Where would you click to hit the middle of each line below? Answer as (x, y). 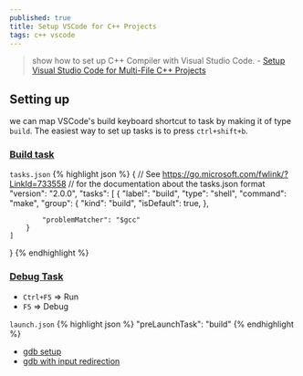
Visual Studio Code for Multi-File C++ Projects (119, 70)
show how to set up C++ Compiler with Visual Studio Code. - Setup (158, 61)
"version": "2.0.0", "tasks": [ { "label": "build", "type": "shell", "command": (148, 193)
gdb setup (42, 351)
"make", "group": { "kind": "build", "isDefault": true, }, (110, 204)
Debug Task (37, 277)
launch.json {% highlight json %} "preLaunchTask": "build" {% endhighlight (152, 324)
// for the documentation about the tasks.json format (167, 184)
